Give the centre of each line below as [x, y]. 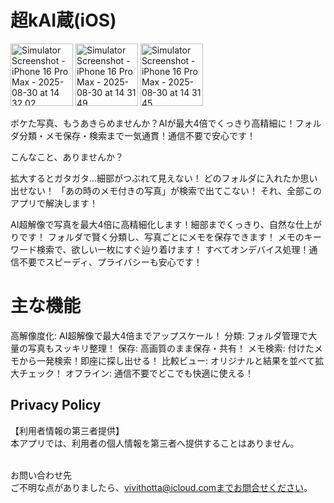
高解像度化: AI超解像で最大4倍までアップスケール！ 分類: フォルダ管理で [159, 335]
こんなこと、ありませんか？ [67, 157]
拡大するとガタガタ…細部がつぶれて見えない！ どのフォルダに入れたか [155, 178]
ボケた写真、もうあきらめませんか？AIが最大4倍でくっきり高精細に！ [153, 123]
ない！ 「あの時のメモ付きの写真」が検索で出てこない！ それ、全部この [175, 190]
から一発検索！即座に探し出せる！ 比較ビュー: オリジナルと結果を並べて [167, 360]
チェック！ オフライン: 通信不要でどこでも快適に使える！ [136, 373]
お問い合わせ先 [41, 475]
